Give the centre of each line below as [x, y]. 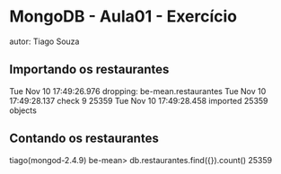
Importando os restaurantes [89, 70]
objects [23, 110]
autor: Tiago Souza [44, 41]
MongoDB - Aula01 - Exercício [123, 17]
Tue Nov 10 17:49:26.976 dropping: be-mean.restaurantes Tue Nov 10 [138, 91]
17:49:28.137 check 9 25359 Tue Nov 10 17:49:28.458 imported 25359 [139, 100]
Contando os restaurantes [84, 139]
